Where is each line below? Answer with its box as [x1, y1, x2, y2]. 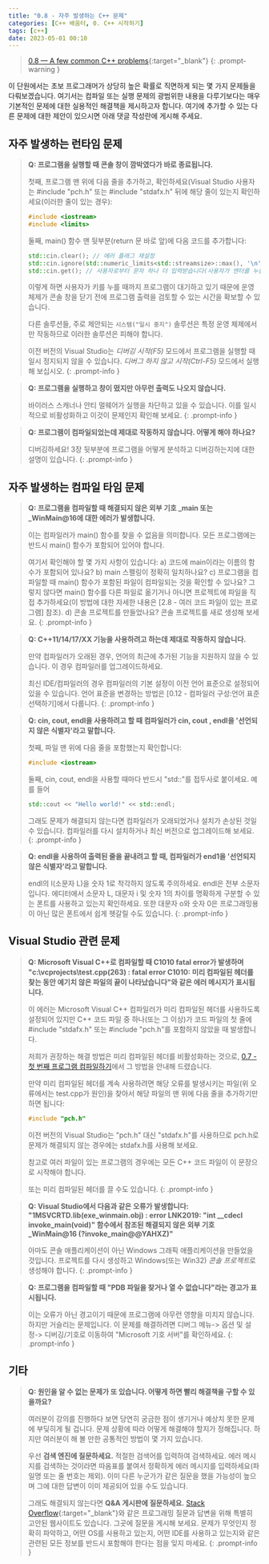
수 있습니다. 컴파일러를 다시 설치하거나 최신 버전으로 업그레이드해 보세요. [27, 826, 255, 835]
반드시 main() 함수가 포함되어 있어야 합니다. [27, 541, 165, 550]
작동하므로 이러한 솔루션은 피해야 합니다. [36, 330, 163, 339]
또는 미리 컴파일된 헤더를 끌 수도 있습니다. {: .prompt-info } [27, 1184, 214, 1193]
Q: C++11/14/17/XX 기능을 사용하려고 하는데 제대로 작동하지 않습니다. [27, 634, 247, 644]
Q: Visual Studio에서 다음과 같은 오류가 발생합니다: [27, 1201, 190, 1211]
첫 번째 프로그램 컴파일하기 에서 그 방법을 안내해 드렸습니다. [27, 1061, 212, 1071]
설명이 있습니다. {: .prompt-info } [27, 455, 134, 464]
